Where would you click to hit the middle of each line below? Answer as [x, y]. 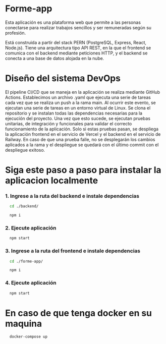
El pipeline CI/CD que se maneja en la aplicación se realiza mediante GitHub [83, 92]
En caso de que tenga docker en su [79, 313]
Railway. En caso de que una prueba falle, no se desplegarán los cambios [80, 139]
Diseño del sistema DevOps [63, 79]
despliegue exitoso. [25, 150]
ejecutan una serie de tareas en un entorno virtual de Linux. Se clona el [78, 108]
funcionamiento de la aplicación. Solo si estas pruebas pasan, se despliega [82, 129]
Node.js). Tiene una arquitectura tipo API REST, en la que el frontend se [78, 48]
